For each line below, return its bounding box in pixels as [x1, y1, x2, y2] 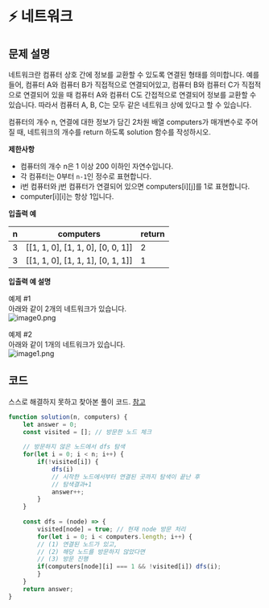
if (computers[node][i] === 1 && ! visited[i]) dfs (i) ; [37, 563, 221, 571]
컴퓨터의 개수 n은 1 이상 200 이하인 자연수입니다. [19, 162, 174, 171]
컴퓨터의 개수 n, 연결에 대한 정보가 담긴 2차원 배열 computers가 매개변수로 [8, 118, 243, 126]
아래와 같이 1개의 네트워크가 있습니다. [8, 340, 126, 349]
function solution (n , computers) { [8, 412, 128, 421]
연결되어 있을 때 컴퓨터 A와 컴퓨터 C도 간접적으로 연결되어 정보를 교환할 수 [23, 90, 257, 99]
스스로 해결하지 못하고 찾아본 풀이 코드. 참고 [8, 396, 147, 407]
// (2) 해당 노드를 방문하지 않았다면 [37, 548, 146, 556]
